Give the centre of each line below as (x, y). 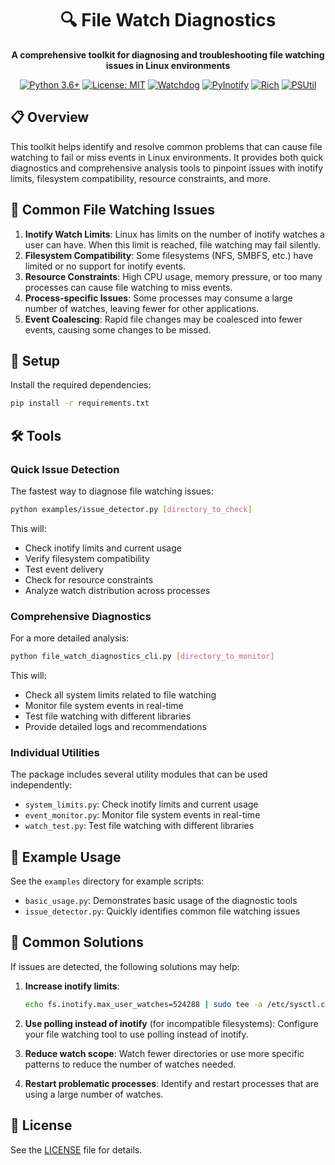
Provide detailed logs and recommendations (115, 726)
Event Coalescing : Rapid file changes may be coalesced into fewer (163, 319)
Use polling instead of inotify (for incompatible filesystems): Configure (171, 1023)
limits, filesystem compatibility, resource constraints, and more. (141, 178)
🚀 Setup (35, 360)
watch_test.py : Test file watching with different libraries (139, 826)
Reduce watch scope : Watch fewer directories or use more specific (164, 1053)
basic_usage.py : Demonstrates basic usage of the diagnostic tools (161, 901)
